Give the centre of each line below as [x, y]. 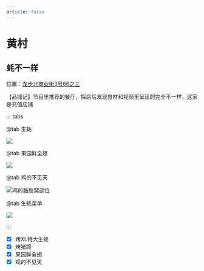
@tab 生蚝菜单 [24, 203]
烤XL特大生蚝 [32, 239]
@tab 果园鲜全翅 [27, 153]
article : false [25, 12]
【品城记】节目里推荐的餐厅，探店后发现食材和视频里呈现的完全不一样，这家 [102, 96]
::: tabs [15, 116]
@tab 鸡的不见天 [27, 177]
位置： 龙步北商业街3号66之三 [43, 84]
